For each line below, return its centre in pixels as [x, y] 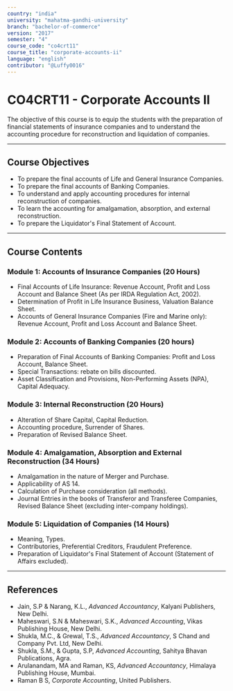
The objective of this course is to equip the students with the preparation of [115, 119]
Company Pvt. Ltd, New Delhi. [60, 644]
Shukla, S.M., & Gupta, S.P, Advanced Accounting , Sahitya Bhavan [112, 651]
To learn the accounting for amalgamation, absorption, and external [113, 209]
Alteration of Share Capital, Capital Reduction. [83, 420]
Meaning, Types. [41, 539]
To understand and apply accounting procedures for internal [103, 194]
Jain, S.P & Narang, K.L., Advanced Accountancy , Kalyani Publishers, [116, 607]
